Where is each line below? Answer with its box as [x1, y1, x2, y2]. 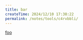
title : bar [5, 7, 28, 12]
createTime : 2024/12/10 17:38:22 [5, 12, 74, 17]
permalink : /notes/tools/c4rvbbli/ [5, 16, 79, 21]
